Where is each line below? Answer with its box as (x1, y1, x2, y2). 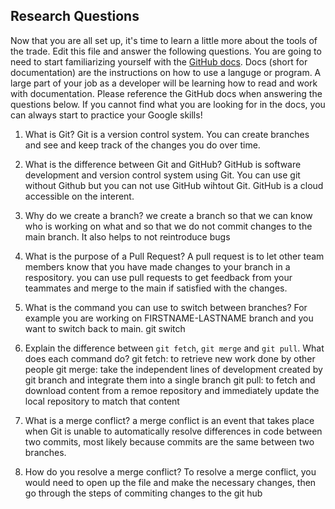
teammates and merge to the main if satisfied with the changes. (24, 282, 288, 294)
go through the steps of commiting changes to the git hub (24, 487, 263, 499)
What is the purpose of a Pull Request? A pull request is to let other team (24, 250, 325, 262)
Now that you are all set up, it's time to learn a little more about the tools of (10, 34, 318, 46)
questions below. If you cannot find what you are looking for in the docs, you (10, 98, 326, 110)
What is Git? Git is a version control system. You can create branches (24, 128, 310, 140)
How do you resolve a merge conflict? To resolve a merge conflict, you (24, 465, 317, 478)
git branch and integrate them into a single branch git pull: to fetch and (24, 374, 316, 386)
